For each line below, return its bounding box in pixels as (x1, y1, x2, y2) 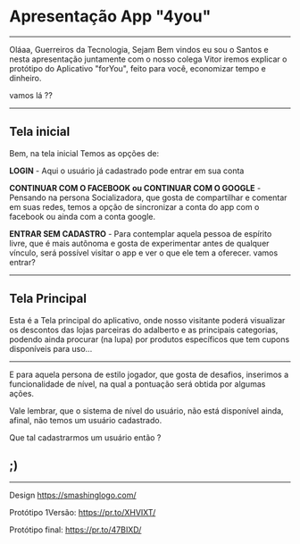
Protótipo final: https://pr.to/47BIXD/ (9, 524, 142, 535)
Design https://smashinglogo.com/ (9, 490, 137, 501)
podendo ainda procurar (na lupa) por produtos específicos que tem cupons (9, 333, 290, 345)
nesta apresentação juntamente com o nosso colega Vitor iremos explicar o (9, 54, 287, 64)
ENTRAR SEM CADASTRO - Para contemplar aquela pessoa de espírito (9, 228, 272, 239)
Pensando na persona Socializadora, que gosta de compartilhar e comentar (9, 192, 287, 203)
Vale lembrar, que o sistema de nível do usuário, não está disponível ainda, (9, 405, 284, 416)
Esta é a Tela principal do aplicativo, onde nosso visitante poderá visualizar (9, 314, 286, 325)
